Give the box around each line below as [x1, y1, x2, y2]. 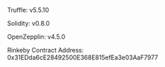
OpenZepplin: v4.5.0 [7, 32, 66, 41]
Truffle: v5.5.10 [7, 6, 50, 14]
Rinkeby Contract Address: [7, 46, 85, 54]
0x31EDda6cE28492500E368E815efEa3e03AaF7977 [7, 53, 158, 61]
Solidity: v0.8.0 [7, 19, 50, 27]
